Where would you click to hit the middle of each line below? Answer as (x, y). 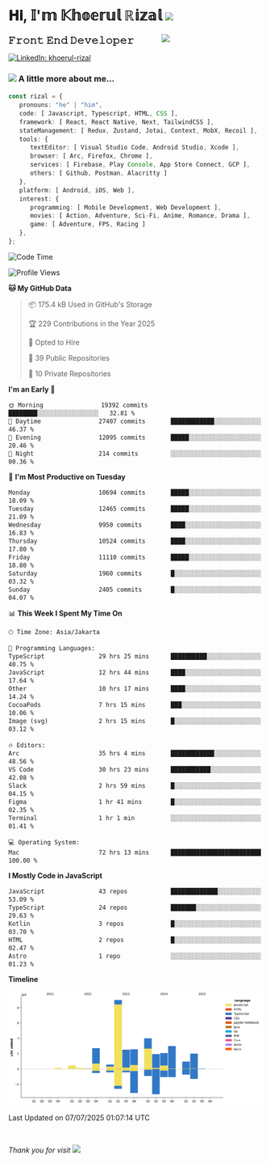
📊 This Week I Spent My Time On (65, 613)
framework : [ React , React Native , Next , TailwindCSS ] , (117, 122)
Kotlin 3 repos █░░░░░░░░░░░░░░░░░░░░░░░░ (135, 924)
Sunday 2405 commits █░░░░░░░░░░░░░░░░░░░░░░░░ (135, 590)
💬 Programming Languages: (52, 648)
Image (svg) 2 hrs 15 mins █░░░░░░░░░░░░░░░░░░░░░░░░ (135, 721)
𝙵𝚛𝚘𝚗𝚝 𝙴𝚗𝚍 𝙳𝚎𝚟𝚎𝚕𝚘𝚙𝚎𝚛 (71, 40)
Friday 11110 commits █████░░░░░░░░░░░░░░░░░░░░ (135, 557)
